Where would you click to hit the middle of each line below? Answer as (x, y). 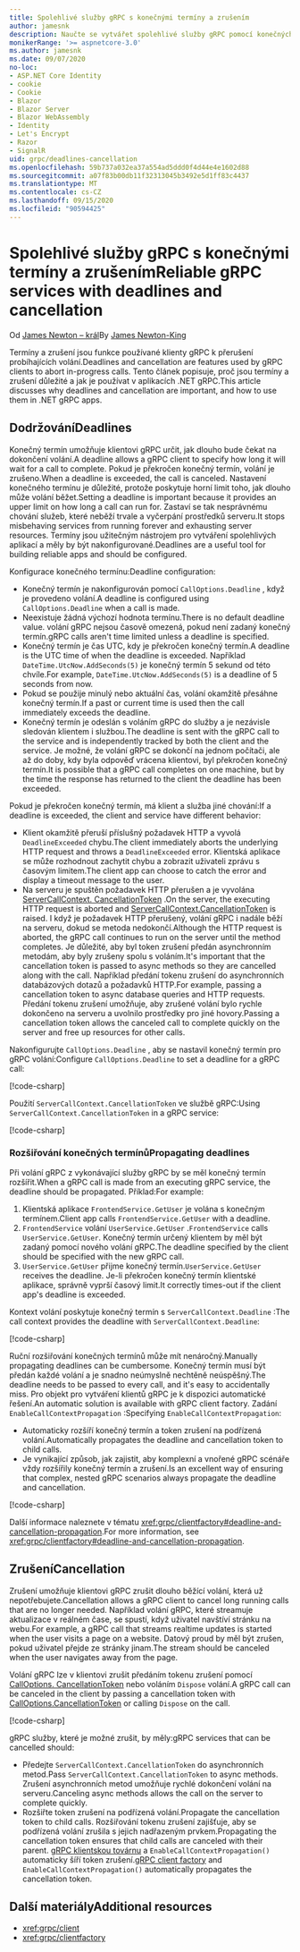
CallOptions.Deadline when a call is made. (101, 607)
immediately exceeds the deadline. (86, 712)
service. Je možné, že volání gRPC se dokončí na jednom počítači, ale (151, 750)
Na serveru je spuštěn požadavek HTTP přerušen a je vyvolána (138, 889)
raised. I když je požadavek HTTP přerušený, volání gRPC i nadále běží (152, 918)
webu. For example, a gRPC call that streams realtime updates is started (141, 1628)
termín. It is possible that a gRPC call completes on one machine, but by (153, 769)
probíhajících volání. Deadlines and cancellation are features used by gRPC (146, 361)
